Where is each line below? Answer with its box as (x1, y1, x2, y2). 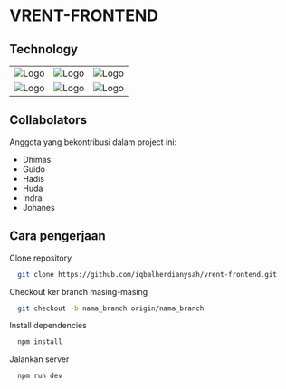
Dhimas (22, 154, 52, 165)
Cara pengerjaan (9, 228, 106, 244)
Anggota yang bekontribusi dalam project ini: (9, 137, 177, 147)
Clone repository (9, 252, 72, 263)
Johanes (22, 202, 56, 213)
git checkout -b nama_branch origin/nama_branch (17, 304, 205, 313)
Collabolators (9, 112, 88, 128)
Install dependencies (9, 320, 88, 331)
